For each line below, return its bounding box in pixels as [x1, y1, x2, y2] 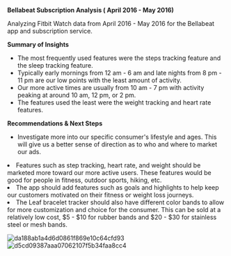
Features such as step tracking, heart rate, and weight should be [16, 161, 201, 170]
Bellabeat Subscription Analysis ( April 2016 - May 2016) [7, 6, 174, 14]
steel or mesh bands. [7, 220, 67, 229]
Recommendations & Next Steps [7, 119, 103, 128]
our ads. [17, 148, 42, 156]
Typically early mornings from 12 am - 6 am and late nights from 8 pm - [17, 69, 222, 77]
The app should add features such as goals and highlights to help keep [16, 183, 219, 191]
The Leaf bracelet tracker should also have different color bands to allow [16, 198, 225, 206]
